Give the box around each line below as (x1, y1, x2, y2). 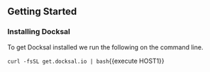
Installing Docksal (7, 27, 71, 37)
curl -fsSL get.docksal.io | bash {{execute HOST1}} (7, 56, 165, 65)
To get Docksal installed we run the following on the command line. (7, 42, 204, 52)
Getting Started (7, 6, 77, 18)
